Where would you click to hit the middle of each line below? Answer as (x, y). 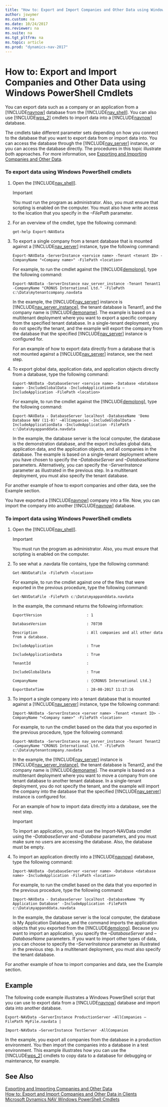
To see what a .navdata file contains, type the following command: (81, 564)
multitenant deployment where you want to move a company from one (85, 775)
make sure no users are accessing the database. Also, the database (82, 842)
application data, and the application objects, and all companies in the (84, 449)
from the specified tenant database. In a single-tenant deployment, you (86, 323)
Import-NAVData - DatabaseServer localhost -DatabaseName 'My (78, 899)
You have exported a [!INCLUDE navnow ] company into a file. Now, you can (82, 500)
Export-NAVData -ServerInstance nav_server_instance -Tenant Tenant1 (86, 284)
